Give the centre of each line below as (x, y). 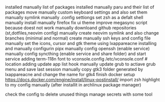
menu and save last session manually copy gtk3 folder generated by (74, 69)
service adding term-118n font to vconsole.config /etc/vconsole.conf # (76, 59)
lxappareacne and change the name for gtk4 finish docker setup (70, 74)
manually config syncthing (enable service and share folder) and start (76, 54)
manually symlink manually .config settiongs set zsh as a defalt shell (74, 17)
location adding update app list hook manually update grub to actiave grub (81, 64)
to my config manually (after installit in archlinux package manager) (73, 85)
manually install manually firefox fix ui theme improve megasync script (76, 22)
